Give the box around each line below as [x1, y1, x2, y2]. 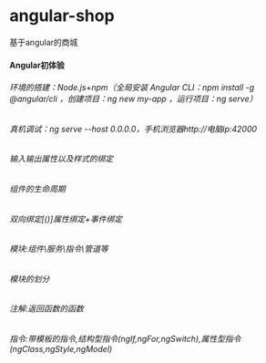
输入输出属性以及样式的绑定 [9, 153, 114, 164]
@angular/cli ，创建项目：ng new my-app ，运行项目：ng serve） [9, 93, 258, 105]
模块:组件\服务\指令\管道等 [9, 244, 109, 254]
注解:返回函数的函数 [9, 303, 85, 315]
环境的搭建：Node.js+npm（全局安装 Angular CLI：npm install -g [9, 82, 255, 93]
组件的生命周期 [9, 183, 66, 194]
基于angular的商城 [9, 36, 78, 47]
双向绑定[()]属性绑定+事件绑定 [9, 213, 123, 224]
